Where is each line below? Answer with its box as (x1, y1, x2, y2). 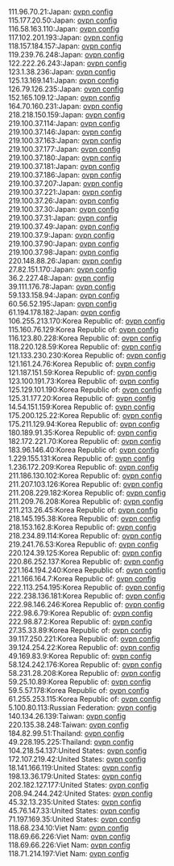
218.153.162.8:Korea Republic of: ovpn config (8, 522, 157, 532)
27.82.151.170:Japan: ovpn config (8, 264, 117, 274)
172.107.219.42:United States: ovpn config (8, 754, 147, 763)
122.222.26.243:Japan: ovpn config (8, 58, 127, 68)
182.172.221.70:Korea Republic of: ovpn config (8, 437, 161, 446)
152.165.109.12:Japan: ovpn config (8, 93, 121, 102)
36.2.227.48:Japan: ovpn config (8, 273, 114, 282)
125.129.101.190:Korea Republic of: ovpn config (8, 385, 163, 395)
